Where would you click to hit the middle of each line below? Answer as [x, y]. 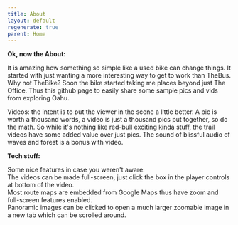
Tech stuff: [24, 156]
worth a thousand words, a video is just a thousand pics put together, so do [118, 120]
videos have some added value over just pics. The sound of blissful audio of [119, 135]
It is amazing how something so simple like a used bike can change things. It [119, 68]
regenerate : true [33, 27]
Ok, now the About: [37, 54]
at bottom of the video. [41, 185]
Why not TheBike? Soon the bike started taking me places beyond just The [117, 83]
